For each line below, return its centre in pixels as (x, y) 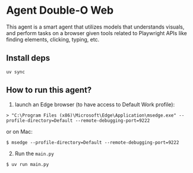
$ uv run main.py (28, 164)
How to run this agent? (49, 90)
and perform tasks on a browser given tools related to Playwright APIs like (96, 33)
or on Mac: (19, 131)
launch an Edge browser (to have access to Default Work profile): (95, 104)
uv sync (16, 72)
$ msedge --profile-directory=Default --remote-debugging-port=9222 (93, 142)
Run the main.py (34, 153)
